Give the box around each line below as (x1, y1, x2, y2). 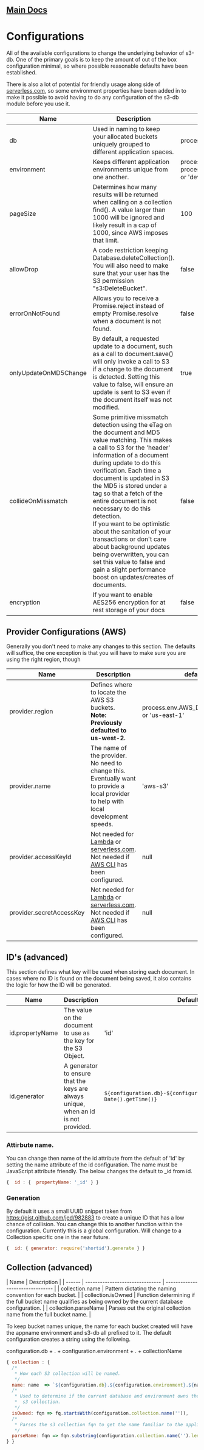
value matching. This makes (92, 436, 172, 445)
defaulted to (90, 726, 127, 735)
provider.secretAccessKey (9, 909, 85, 917)
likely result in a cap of (92, 221, 157, 229)
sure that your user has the (92, 269, 169, 277)
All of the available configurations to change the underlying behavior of (6, 49, 185, 57)
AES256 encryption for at (92, 598, 166, 607)
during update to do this (92, 459, 161, 467)
